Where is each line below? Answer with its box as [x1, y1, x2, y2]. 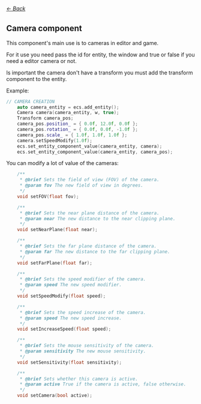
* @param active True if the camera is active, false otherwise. [19, 381, 187, 387]
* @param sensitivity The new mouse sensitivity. [19, 348, 146, 354]
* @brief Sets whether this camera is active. [19, 376, 138, 382]
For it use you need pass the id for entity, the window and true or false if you [6, 51, 195, 58]
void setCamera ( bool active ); [17, 393, 93, 399]
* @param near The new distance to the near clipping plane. [19, 216, 176, 222]
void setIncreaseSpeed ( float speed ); [17, 326, 112, 333]
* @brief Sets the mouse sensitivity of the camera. [19, 343, 154, 349]
